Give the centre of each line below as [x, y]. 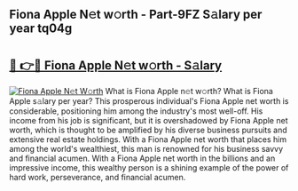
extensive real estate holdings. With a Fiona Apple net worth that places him [148, 139]
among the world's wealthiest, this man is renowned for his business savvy [146, 149]
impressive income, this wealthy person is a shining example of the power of [149, 167]
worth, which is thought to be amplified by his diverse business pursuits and [149, 130]
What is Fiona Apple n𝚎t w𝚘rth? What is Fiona [189, 91]
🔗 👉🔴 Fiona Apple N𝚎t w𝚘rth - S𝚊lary [116, 65]
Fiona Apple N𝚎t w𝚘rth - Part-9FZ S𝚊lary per [136, 15]
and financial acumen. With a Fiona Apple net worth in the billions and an [142, 158]
